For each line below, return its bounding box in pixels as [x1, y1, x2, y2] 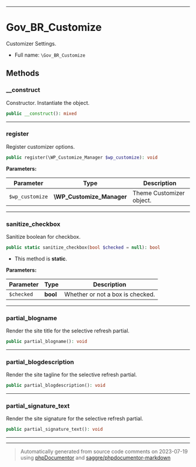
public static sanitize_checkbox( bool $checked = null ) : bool [6, 244, 160, 250]
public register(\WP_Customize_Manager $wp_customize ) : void [6, 154, 158, 160]
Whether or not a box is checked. [64, 290, 156, 298]
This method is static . [14, 255, 68, 262]
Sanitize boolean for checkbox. [6, 233, 81, 240]
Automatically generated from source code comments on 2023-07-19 [20, 448, 188, 455]
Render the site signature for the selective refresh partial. [6, 415, 143, 422]
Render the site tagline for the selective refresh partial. [6, 371, 137, 378]
